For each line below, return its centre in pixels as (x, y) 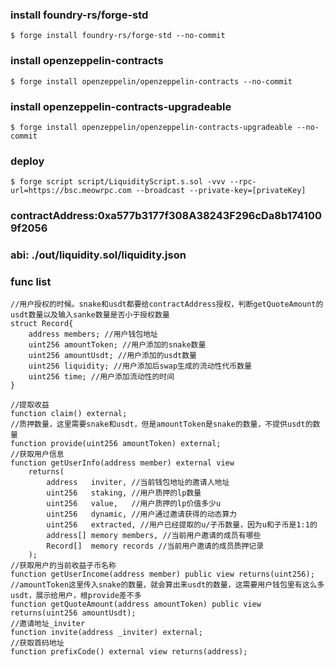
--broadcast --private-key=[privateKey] (221, 191)
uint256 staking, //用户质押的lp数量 (124, 493)
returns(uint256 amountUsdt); (73, 613)
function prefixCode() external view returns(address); (129, 652)
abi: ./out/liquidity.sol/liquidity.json (98, 255)
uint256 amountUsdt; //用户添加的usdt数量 (113, 356)
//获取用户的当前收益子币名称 (63, 566)
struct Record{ (42, 324)
